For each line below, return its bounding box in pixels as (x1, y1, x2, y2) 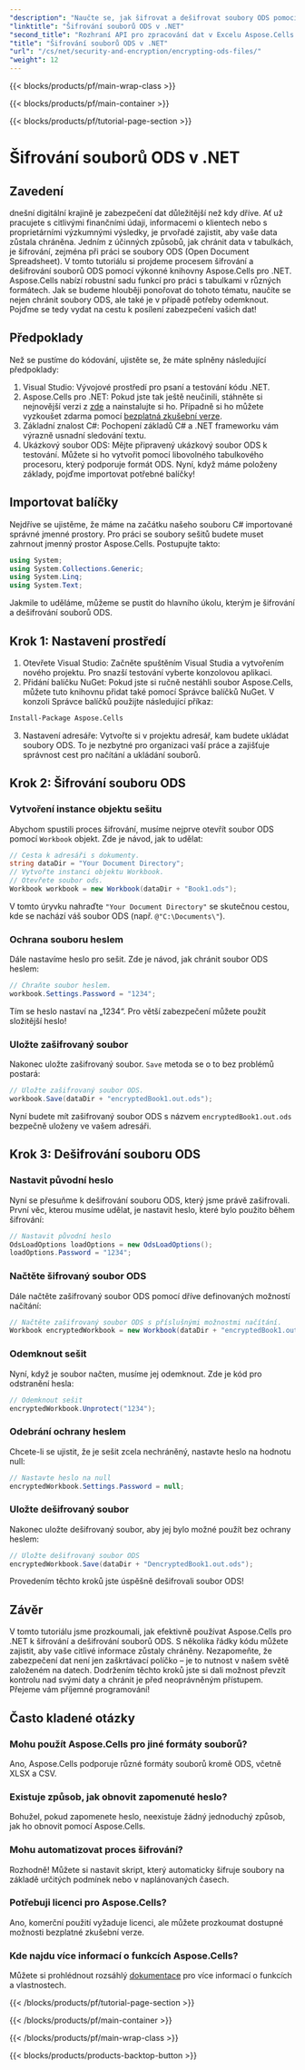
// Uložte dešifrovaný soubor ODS (9, 1551, 141, 1560)
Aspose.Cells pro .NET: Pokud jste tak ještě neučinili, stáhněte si (22, 391, 263, 402)
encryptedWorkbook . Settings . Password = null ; (9, 1482, 184, 1491)
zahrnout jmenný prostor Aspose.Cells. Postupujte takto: (9, 537, 221, 549)
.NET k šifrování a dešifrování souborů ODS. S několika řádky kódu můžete (9, 1636, 289, 1647)
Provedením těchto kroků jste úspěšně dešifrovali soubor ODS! (9, 1576, 244, 1587)
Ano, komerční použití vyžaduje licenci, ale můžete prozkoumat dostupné (9, 1917, 284, 1927)
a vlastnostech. (9, 1980, 66, 1991)
